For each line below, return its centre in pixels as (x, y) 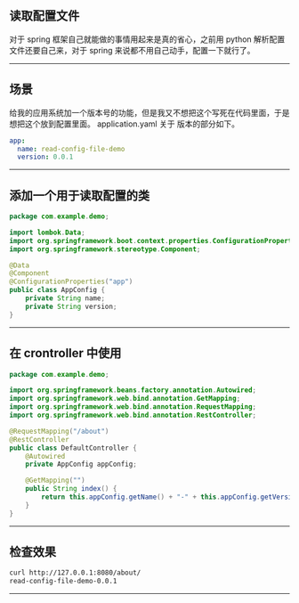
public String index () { (71, 489)
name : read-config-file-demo (71, 149)
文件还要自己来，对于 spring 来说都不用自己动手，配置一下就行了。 (132, 50)
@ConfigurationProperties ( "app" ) (71, 282)
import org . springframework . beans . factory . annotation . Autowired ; (133, 390)
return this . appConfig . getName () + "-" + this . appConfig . (151, 497)
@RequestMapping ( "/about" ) (59, 431)
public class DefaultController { (73, 448)
